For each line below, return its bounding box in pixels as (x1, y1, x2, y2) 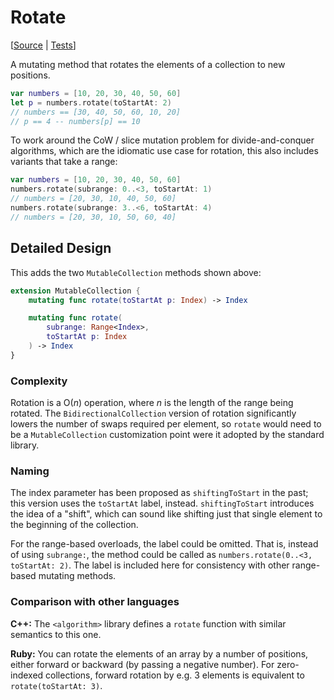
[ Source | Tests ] (10, 39, 77, 51)
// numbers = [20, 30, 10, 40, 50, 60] (10, 194, 177, 204)
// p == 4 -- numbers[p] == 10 (10, 116, 141, 126)
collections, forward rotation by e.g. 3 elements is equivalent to (45, 669, 305, 681)
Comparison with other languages (10, 595, 180, 609)
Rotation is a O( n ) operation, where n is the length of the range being (10, 397, 294, 409)
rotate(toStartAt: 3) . (10, 679, 103, 691)
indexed (10, 669, 44, 681)
